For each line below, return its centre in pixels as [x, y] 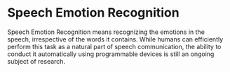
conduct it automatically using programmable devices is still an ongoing [111, 54]
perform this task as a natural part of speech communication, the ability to [114, 46]
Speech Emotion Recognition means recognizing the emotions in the [106, 32]
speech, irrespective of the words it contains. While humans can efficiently [115, 39]
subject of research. [36, 61]
